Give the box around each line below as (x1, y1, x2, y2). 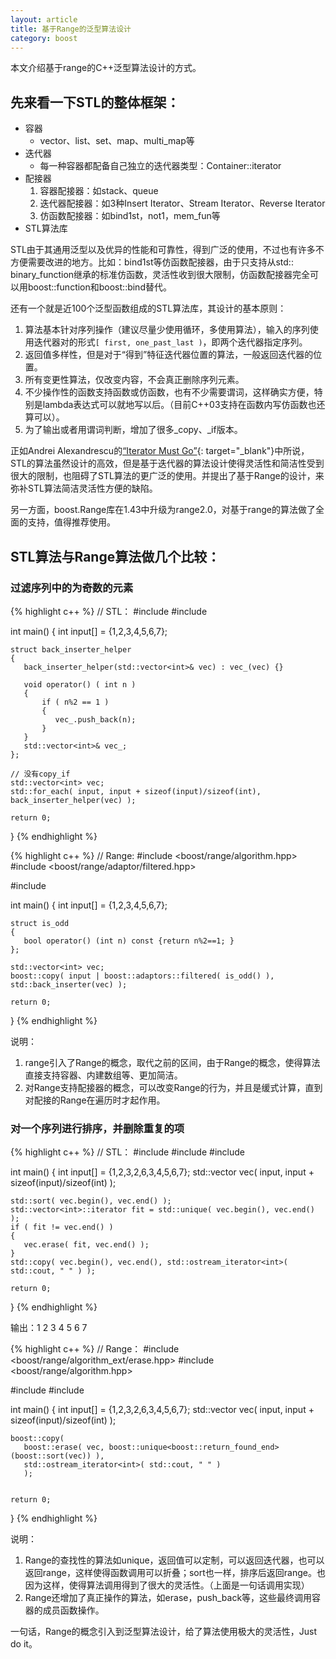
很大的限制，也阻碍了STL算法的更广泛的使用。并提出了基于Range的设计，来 (10, 470, 325, 482)
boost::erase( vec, (23, 1442, 105, 1453)
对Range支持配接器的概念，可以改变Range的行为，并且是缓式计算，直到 (24, 1081, 323, 1093)
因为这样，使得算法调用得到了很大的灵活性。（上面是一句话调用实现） (24, 1579, 310, 1591)
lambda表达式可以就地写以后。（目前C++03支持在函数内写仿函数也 (42, 399, 317, 411)
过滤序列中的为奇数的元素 (10, 581, 134, 595)
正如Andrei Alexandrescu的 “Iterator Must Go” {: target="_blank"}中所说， (10, 445, 310, 457)
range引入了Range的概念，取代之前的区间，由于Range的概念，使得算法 (24, 1056, 321, 1068)
